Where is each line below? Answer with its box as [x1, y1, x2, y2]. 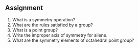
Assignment [5, 4, 43, 12]
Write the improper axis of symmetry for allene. [12, 32, 108, 38]
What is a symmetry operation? [12, 16, 75, 22]
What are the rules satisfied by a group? [12, 22, 93, 28]
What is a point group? [12, 27, 58, 33]
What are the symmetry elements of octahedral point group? [12, 37, 135, 43]
